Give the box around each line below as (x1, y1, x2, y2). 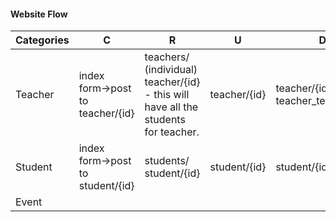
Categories (15, 33, 70, 47)
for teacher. (144, 125, 200, 139)
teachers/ (144, 50, 190, 64)
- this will (144, 88, 190, 102)
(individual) (144, 63, 198, 77)
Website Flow (10, 8, 68, 20)
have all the (144, 100, 199, 114)
